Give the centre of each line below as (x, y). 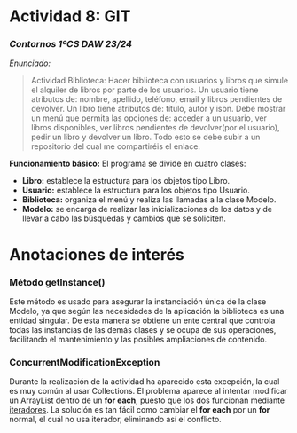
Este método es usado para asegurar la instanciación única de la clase (138, 301)
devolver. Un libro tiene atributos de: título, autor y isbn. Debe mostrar (158, 109)
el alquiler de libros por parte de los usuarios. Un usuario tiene (145, 90)
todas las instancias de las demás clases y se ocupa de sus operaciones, (143, 329)
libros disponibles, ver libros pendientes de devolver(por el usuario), (156, 128)
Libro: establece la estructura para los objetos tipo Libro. (126, 181)
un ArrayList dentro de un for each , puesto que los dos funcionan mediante (147, 400)
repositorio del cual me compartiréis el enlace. (116, 146)
